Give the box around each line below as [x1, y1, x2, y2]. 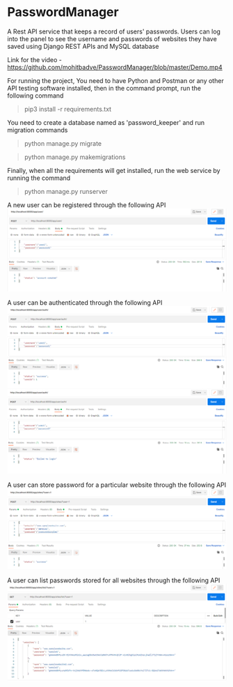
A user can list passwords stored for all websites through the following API [7, 576, 220, 584]
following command [7, 91, 64, 100]
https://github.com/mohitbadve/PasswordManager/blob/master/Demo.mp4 [7, 63, 223, 71]
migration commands [7, 126, 68, 134]
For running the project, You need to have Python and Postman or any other [7, 76, 224, 84]
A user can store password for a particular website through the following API [7, 481, 227, 489]
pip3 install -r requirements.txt [24, 105, 112, 113]
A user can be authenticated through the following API [7, 298, 163, 307]
